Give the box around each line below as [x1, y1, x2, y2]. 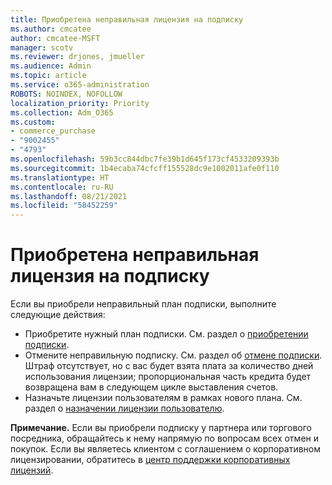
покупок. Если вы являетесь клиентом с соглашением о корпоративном [10, 443, 321, 455]
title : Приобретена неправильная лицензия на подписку [10, 14, 244, 25]
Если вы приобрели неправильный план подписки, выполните [10, 298, 277, 310]
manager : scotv [10, 42, 74, 53]
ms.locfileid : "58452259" [10, 201, 118, 211]
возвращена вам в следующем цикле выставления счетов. [24, 381, 279, 393]
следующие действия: [10, 309, 106, 321]
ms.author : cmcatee [10, 24, 92, 34]
